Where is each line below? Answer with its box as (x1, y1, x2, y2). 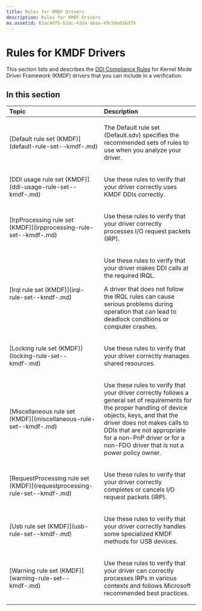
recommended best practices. (104, 589, 189, 598)
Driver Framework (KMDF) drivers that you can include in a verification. (6, 72, 183, 79)
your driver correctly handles (104, 522, 186, 530)
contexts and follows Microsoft (104, 582, 191, 590)
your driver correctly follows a (104, 389, 189, 397)
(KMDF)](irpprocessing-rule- (9, 223, 94, 232)
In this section (6, 90, 61, 100)
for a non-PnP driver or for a (104, 434, 185, 442)
